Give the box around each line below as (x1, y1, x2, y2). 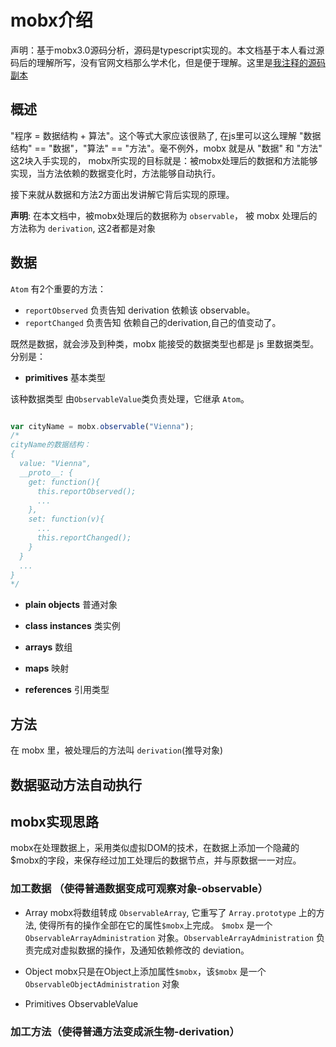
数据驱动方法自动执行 (10, 776, 142, 793)
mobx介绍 (10, 9, 94, 32)
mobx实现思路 (10, 813, 100, 830)
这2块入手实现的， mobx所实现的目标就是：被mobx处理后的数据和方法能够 (10, 154, 318, 166)
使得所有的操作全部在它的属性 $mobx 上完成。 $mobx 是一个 (38, 919, 273, 931)
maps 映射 (24, 662, 70, 675)
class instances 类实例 (24, 620, 121, 632)
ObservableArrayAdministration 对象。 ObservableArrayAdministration (24, 931, 314, 943)
